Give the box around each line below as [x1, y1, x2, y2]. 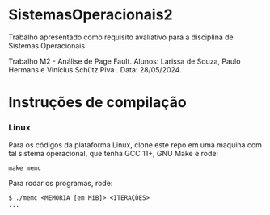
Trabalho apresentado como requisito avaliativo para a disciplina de [8, 32, 234, 42]
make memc [8, 164, 42, 172]
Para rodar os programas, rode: [8, 179, 113, 188]
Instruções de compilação [8, 93, 188, 112]
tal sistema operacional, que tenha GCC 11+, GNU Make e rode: [8, 149, 219, 159]
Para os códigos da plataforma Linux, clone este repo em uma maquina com [8, 140, 263, 150]
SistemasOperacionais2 [8, 6, 173, 24]
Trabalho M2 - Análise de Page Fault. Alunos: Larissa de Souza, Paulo [8, 56, 241, 66]
